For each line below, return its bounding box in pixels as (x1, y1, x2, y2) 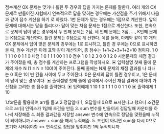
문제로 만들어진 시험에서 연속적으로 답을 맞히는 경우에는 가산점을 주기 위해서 (5, 10, 150, 16)
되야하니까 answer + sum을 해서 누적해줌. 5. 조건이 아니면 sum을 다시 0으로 (10, 118, 157, 123)
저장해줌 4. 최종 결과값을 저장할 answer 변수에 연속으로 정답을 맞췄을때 (14, 112, 150, 117)
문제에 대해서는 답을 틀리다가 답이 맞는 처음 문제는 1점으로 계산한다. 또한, (5, 22, 144, 28)
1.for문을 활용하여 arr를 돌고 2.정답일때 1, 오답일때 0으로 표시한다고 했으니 (5, 99, 147, 105)
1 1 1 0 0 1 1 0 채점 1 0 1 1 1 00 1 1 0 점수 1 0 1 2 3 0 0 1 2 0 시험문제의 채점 (5, 53, 147, 59)
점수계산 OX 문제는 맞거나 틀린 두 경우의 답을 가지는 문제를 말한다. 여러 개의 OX (5, 4, 157, 10)
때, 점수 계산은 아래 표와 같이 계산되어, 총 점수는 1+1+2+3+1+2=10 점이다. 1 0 (10, 47, 158, 53)
